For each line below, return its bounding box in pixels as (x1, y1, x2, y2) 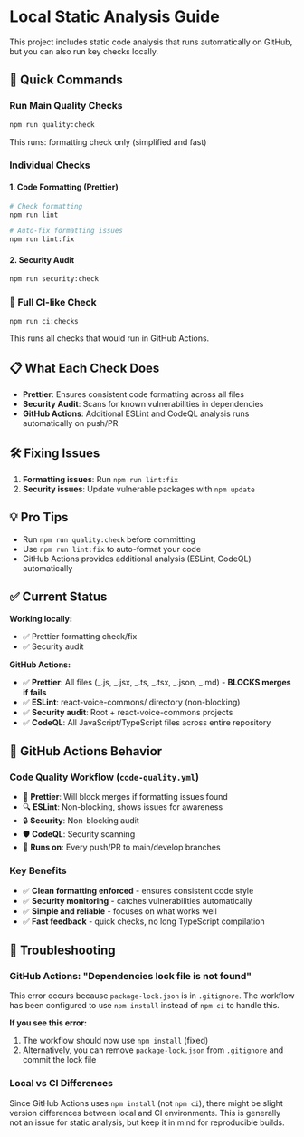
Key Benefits (9, 864, 67, 877)
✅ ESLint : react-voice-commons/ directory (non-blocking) (22, 696, 241, 707)
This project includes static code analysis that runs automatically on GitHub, (9, 36, 293, 47)
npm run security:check (9, 275, 100, 284)
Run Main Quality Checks (9, 100, 123, 112)
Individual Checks (9, 159, 90, 171)
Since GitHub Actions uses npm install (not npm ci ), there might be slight (9, 1097, 283, 1108)
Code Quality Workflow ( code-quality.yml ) (9, 771, 199, 783)
